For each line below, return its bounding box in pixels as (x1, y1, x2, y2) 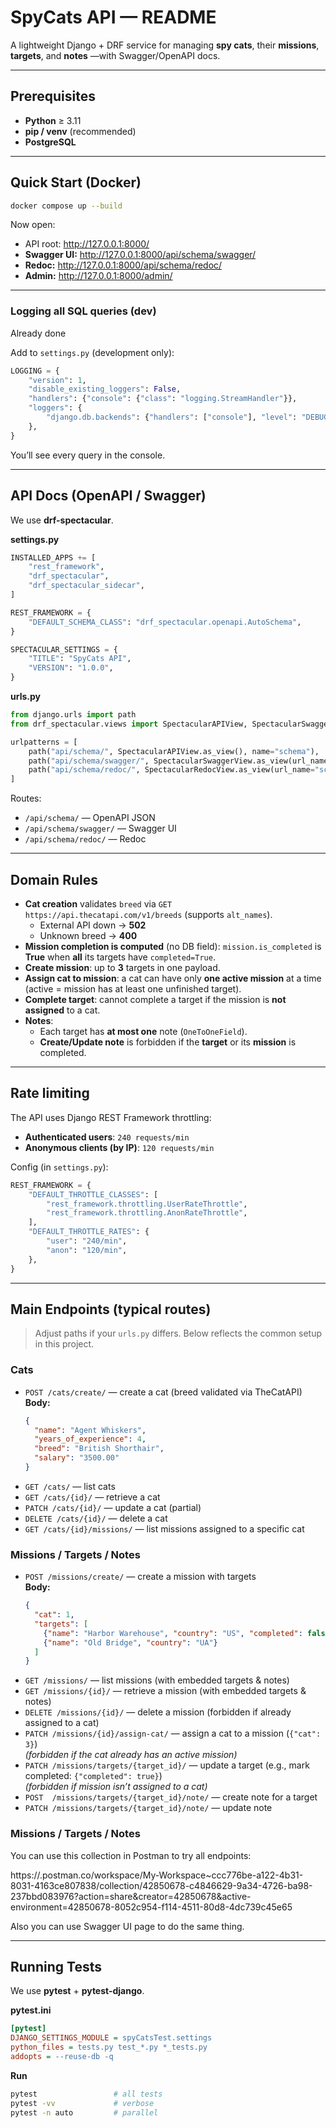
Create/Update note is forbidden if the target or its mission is (39, 1036, 297, 1048)
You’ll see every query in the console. (10, 449, 166, 461)
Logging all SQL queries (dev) (10, 304, 157, 318)
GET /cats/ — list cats (24, 1480, 116, 1492)
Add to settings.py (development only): (10, 346, 175, 358)
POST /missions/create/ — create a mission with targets (24, 1571, 257, 1583)
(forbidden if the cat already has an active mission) (24, 1749, 238, 1761)
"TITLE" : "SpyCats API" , (28, 654, 132, 664)
